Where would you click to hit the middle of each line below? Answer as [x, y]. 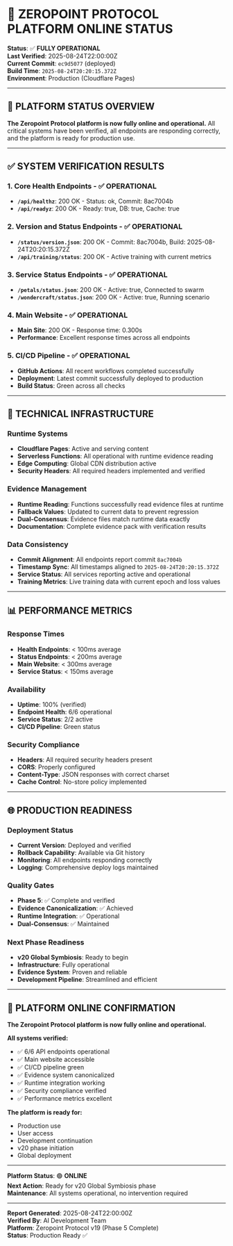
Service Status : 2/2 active [55, 719]
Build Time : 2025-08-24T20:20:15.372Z [62, 71]
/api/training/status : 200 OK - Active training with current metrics [114, 256]
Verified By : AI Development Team [57, 1221]
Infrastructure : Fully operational [63, 965]
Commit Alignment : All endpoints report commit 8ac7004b [100, 559]
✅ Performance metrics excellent [64, 1099]
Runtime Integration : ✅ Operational [68, 916]
